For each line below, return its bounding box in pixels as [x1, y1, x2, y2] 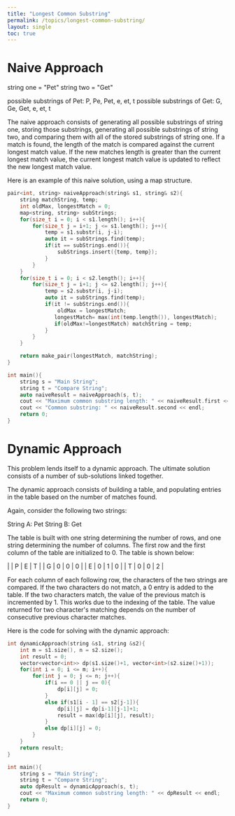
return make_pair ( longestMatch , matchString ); [20, 352, 158, 360]
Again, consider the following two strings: [7, 506, 127, 514]
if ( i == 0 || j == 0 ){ [44, 679, 111, 686]
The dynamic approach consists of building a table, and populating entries [7, 485, 222, 493]
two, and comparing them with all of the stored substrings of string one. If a [7, 133, 225, 141]
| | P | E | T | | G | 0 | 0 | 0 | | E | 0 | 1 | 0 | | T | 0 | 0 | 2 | [7, 562, 164, 570]
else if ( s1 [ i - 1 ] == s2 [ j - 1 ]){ [44, 699, 139, 706]
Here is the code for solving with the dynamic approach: [7, 626, 169, 635]
